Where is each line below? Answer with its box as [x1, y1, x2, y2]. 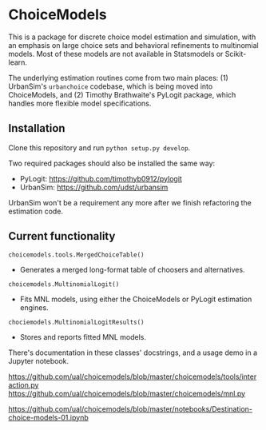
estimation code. [8, 206, 64, 216]
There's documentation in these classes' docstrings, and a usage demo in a [8, 348, 258, 357]
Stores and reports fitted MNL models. [19, 332, 146, 341]
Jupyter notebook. [8, 356, 69, 365]
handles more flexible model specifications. [8, 98, 152, 108]
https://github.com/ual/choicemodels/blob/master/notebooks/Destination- [8, 404, 253, 413]
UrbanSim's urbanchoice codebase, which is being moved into [8, 82, 213, 91]
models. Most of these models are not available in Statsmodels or [8, 49, 224, 58]
